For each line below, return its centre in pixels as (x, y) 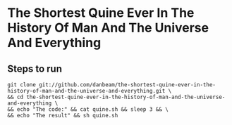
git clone (22, 85)
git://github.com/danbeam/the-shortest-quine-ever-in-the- (127, 85)
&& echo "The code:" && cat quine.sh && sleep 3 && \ (88, 110)
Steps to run (35, 68)
